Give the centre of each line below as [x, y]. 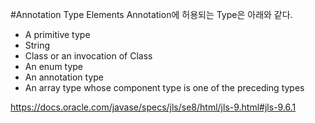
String [37, 45]
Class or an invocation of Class [88, 56]
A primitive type [57, 34]
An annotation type [64, 77]
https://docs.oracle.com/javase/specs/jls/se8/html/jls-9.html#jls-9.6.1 [153, 107]
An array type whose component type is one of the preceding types [164, 87]
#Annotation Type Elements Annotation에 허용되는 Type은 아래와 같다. [151, 14]
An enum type [54, 66]
